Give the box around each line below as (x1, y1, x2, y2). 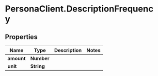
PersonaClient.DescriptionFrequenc (5, 3, 154, 14)
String (30, 63, 45, 69)
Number (30, 55, 50, 62)
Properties (5, 33, 38, 41)
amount (7, 55, 26, 62)
